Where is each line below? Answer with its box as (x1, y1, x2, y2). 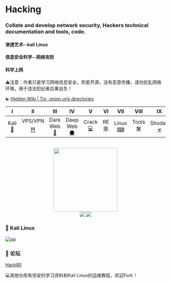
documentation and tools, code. (5, 28, 86, 35)
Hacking (5, 4, 42, 15)
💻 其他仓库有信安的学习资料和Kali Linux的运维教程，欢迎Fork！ (5, 272, 138, 278)
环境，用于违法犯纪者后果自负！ (5, 85, 72, 91)
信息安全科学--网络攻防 (5, 54, 54, 60)
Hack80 (5, 262, 22, 268)
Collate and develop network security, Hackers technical (5, 22, 149, 29)
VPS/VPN (21, 117, 45, 124)
